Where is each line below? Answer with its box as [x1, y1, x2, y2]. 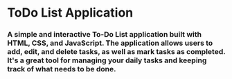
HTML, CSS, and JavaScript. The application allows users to [7, 38, 213, 48]
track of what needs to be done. [7, 64, 116, 74]
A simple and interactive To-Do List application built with [7, 30, 202, 39]
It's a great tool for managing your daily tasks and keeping [7, 55, 207, 65]
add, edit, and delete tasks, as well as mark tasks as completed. [7, 47, 226, 57]
